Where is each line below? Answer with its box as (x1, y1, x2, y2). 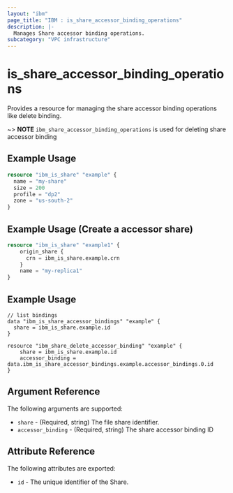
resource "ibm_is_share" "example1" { (7, 242, 120, 249)
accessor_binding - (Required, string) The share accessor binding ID (17, 425, 214, 434)
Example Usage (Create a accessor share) (7, 223, 193, 235)
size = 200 (13, 184, 45, 191)
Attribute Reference (7, 446, 96, 457)
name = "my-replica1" (20, 267, 82, 274)
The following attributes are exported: (7, 464, 116, 472)
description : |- (7, 23, 54, 30)
